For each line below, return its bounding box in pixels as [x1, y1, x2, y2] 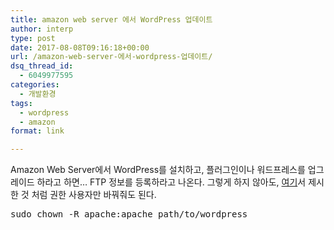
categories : [10, 80, 60, 90]
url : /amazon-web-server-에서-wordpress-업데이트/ [10, 52, 213, 62]
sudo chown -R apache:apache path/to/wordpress [10, 209, 248, 220]
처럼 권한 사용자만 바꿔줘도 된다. [31, 189, 157, 201]
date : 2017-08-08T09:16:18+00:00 [10, 42, 150, 53]
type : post [10, 33, 56, 43]
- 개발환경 [19, 89, 57, 99]
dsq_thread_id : [10, 61, 74, 71]
